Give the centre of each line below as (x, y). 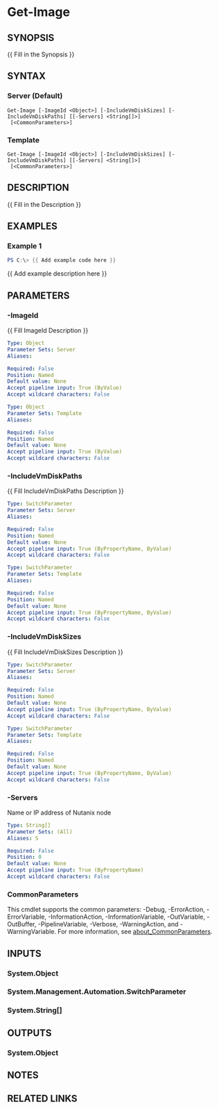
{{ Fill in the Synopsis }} (41, 54)
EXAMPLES (32, 226)
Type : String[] (29, 825)
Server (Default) (35, 96)
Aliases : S (23, 838)
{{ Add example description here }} (57, 274)
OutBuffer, (22, 924)
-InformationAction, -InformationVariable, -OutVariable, (127, 917)
